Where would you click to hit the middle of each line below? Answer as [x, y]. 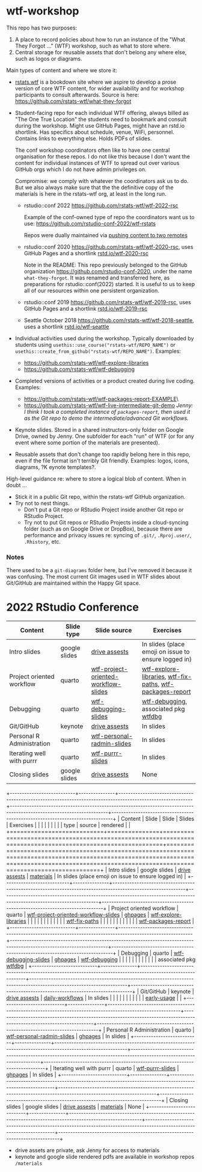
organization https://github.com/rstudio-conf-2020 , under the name [108, 271]
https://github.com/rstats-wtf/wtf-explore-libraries [86, 363]
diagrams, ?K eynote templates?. [55, 467]
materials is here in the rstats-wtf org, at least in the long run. [90, 193]
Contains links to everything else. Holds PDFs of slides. [83, 138]
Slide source [114, 631]
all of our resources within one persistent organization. [91, 290]
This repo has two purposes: [42, 28]
